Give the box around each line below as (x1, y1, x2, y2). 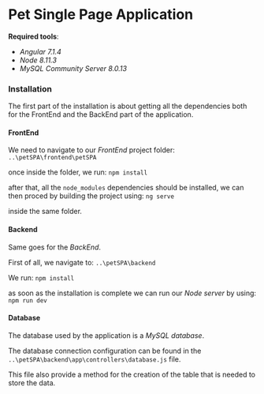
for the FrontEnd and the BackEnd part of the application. (8, 110, 194, 119)
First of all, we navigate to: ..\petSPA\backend (8, 257, 156, 267)
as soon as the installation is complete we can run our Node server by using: (8, 288, 257, 298)
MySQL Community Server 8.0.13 (19, 63, 128, 73)
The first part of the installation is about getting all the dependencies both (8, 101, 247, 111)
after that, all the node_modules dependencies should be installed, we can (8, 183, 244, 193)
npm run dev (8, 296, 47, 305)
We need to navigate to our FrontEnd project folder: (8, 145, 175, 155)
